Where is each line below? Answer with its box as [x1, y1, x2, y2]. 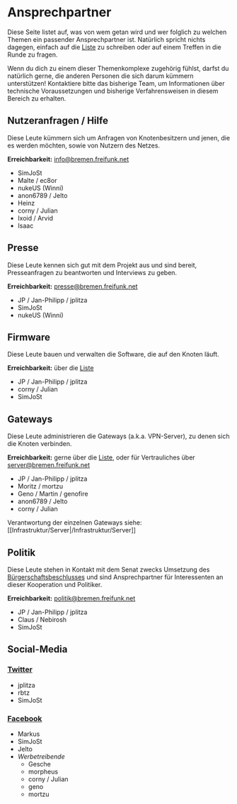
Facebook [7, 713, 42, 723]
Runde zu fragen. [7, 50, 58, 59]
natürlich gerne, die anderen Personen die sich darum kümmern [7, 72, 194, 80]
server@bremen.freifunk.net [7, 461, 91, 469]
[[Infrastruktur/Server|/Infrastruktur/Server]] [7, 526, 137, 535]
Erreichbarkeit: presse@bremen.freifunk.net [7, 281, 138, 291]
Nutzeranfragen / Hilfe [7, 115, 108, 127]
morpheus [28, 767, 59, 776]
